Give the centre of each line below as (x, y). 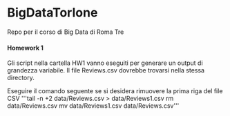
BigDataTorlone (52, 13)
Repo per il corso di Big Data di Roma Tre (66, 32)
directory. (21, 78)
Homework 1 (25, 48)
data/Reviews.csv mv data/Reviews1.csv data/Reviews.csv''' (93, 106)
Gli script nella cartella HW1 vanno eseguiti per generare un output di (105, 63)
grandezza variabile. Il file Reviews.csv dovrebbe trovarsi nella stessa (106, 70)
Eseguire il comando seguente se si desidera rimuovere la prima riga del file (115, 91)
